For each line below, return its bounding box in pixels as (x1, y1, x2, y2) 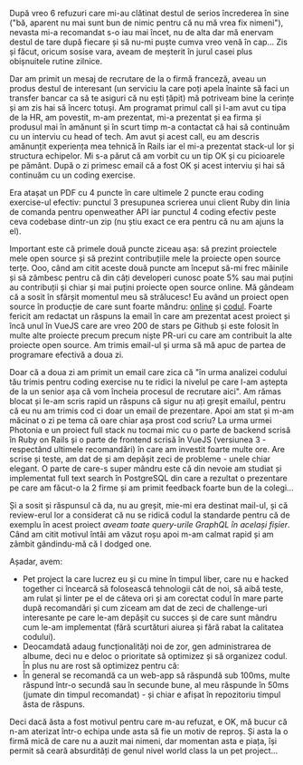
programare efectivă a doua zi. (9, 349, 124, 360)
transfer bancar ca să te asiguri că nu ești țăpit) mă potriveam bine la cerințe (9, 92, 295, 103)
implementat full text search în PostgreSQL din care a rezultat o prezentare (9, 473, 288, 483)
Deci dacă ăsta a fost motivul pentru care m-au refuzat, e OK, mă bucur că (9, 716, 288, 727)
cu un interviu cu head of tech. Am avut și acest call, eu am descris (9, 131, 260, 141)
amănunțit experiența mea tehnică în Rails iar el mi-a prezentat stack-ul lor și (9, 140, 295, 151)
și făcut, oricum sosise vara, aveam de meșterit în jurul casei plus (9, 46, 253, 57)
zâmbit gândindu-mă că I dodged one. (9, 538, 152, 549)
